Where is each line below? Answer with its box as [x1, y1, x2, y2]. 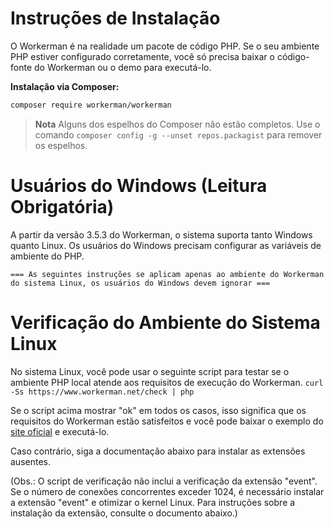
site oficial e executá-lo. [10, 425, 110, 437]
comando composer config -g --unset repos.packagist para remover [34, 128, 323, 141]
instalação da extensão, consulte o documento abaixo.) [10, 507, 238, 519]
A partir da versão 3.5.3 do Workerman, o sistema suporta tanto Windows [10, 228, 313, 241]
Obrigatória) [10, 196, 115, 218]
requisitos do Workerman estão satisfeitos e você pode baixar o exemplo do [10, 415, 324, 427]
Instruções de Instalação [10, 7, 221, 30]
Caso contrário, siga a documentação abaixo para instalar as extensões [10, 445, 306, 457]
